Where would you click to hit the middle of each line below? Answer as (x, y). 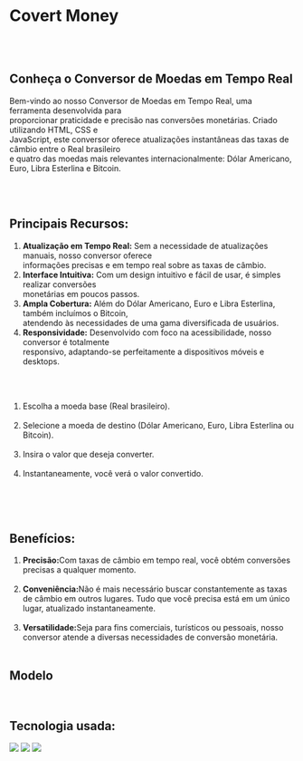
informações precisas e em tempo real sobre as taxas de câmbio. (144, 265)
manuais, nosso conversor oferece (87, 255)
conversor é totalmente (66, 342)
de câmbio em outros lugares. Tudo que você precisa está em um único (156, 599)
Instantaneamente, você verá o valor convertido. (113, 473)
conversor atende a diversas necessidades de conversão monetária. (150, 637)
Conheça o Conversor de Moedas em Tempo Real (151, 79)
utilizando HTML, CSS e (54, 130)
